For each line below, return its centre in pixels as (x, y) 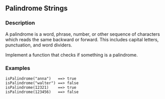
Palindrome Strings (37, 8)
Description (20, 23)
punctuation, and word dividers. (39, 45)
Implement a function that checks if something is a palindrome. (72, 55)
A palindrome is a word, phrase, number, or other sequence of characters (82, 34)
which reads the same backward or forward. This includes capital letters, (82, 39)
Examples (18, 68)
